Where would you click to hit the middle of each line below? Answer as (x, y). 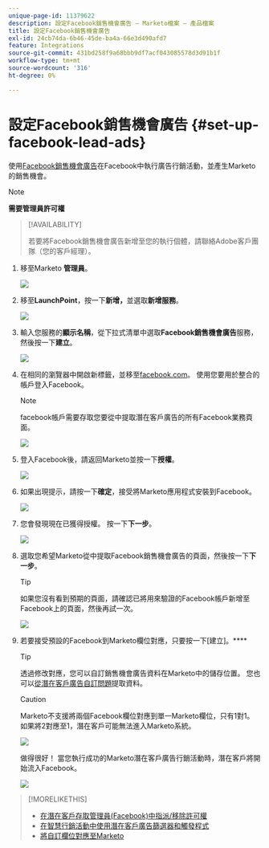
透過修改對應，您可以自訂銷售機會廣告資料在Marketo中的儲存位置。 (132, 673)
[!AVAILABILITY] (55, 224)
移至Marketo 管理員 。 (56, 268)
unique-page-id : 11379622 (51, 16)
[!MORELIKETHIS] (57, 799)
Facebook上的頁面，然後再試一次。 (79, 608)
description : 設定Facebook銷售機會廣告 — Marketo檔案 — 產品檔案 (111, 23)
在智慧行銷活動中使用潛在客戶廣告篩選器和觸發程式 (124, 826)
